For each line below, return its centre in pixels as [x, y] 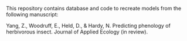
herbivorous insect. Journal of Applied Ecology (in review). [77, 32]
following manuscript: [32, 14]
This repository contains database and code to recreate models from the [94, 8]
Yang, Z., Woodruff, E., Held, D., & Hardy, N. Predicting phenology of [89, 26]
